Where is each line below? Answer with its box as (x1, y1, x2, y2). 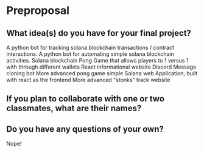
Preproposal (6, 4, 70, 18)
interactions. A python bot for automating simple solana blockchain (6, 50, 175, 58)
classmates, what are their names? (6, 103, 142, 114)
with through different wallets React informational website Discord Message (6, 63, 197, 70)
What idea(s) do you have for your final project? (6, 28, 192, 38)
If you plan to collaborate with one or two (6, 93, 164, 104)
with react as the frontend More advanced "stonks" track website (6, 76, 171, 83)
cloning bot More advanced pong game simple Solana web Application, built (6, 70, 198, 76)
